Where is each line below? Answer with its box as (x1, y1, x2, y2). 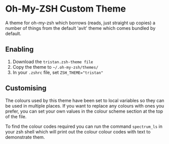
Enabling (5, 45, 34, 54)
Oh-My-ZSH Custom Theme (5, 3, 126, 15)
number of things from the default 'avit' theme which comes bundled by (5, 25, 156, 31)
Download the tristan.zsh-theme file (12, 59, 93, 65)
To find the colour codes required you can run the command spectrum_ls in (5, 123, 162, 129)
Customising (5, 84, 47, 92)
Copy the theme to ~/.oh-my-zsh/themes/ (12, 64, 98, 70)
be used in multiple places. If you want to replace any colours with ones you (5, 103, 164, 109)
